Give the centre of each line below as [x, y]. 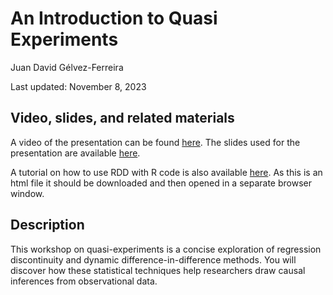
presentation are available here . [75, 153]
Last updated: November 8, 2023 [78, 86]
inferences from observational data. [84, 281]
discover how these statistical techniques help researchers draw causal [158, 270]
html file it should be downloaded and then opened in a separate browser [161, 183]
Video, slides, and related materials [122, 118]
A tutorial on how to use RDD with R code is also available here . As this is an [166, 172]
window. [27, 193]
